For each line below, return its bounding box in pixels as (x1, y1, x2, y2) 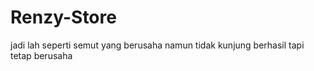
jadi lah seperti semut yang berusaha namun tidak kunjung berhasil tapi (10, 39, 305, 51)
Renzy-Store (10, 6, 117, 29)
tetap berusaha (10, 49, 73, 61)
